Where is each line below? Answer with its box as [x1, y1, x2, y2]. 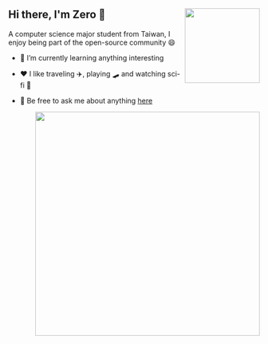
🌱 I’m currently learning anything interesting [19, 53, 164, 62]
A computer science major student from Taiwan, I [8, 29, 171, 38]
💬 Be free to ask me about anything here [19, 96, 153, 105]
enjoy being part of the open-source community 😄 [8, 37, 175, 47]
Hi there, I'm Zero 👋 [8, 8, 106, 21]
